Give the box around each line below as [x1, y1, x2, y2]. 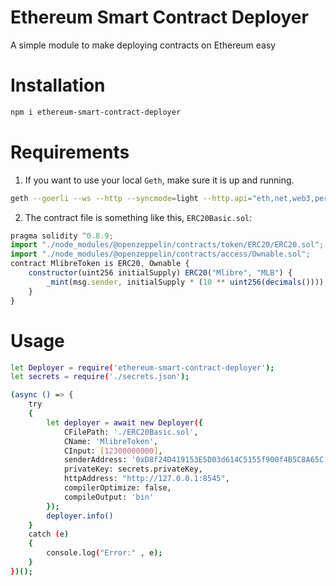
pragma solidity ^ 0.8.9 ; [10, 231, 114, 241]
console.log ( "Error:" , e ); [46, 548, 163, 558]
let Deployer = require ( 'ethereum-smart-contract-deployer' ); [10, 362, 275, 373]
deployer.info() [46, 511, 114, 521]
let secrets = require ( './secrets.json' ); [10, 372, 190, 382]
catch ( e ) [28, 529, 70, 540]
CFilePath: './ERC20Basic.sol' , [63, 427, 199, 437]
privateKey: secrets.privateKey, [63, 464, 203, 475]
